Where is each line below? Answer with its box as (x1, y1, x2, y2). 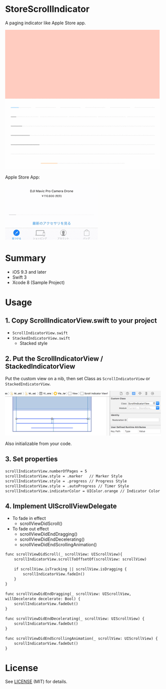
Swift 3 (12, 274, 27, 280)
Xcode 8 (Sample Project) (12, 279, 65, 286)
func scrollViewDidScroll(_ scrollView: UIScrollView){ (5, 552, 123, 557)
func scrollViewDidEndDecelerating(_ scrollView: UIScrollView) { (5, 616, 145, 621)
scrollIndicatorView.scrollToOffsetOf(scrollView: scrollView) (14, 557, 147, 562)
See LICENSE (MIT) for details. (5, 679, 68, 685)
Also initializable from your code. (5, 440, 72, 447)
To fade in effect (12, 515, 46, 521)
